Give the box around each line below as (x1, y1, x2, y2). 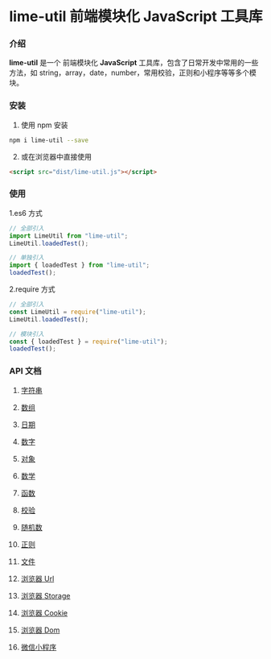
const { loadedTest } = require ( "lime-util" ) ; (9, 338, 168, 346)
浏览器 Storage (20, 591, 71, 600)
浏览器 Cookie (20, 607, 68, 617)
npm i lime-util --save (9, 136, 89, 144)
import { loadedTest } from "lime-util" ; (9, 261, 150, 270)
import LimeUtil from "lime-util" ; (9, 231, 129, 240)
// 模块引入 (9, 329, 45, 338)
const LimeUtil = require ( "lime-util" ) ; (9, 308, 147, 316)
